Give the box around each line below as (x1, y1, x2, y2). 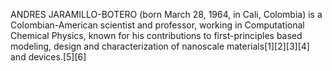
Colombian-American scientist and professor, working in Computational (10, 19, 305, 31)
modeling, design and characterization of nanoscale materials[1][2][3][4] (10, 40, 310, 52)
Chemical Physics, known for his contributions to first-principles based (10, 30, 303, 41)
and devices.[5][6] (10, 51, 87, 63)
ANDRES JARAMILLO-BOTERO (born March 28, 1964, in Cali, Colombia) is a (10, 9, 323, 20)
